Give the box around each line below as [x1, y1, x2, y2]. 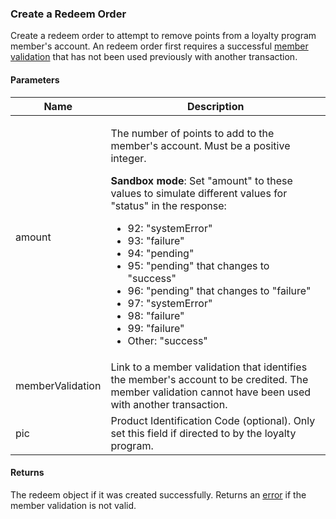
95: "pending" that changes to [127, 258, 270, 272]
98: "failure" [127, 308, 185, 322]
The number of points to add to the [110, 126, 275, 140]
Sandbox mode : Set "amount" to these [110, 173, 293, 187]
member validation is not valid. [10, 499, 137, 511]
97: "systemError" [127, 296, 213, 310]
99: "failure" [127, 321, 185, 335]
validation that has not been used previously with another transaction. [10, 51, 298, 63]
